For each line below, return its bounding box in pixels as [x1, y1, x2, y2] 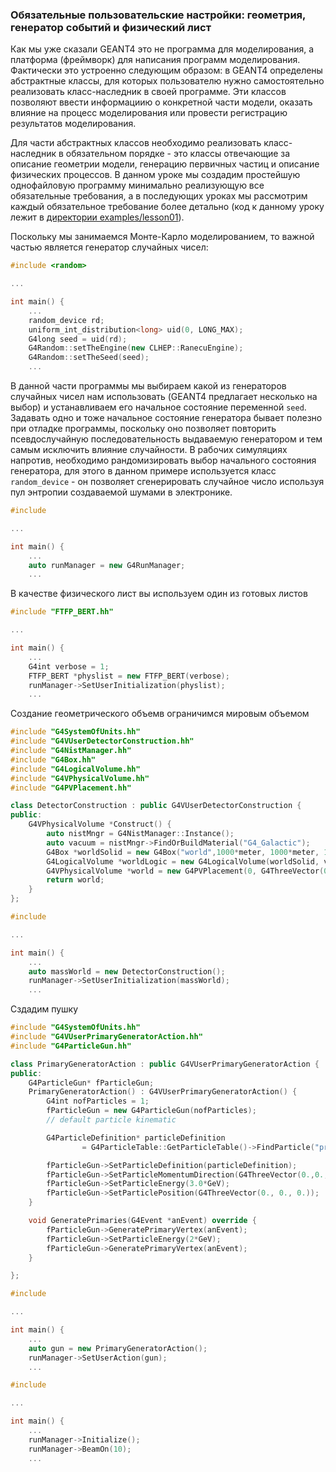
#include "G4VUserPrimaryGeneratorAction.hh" [10, 1032, 203, 1042]
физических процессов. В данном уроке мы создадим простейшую [10, 169, 301, 181]
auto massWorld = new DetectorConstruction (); [28, 966, 226, 977]
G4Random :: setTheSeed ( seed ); [28, 353, 150, 363]
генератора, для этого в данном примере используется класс [10, 465, 277, 477]
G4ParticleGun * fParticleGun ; [28, 1078, 155, 1088]
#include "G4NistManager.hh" [10, 746, 132, 756]
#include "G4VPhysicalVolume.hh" [10, 773, 150, 783]
